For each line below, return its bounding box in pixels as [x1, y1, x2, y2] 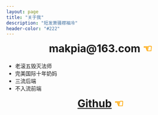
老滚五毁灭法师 [14, 62, 52, 69]
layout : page [6, 8, 39, 15]
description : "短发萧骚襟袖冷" [6, 20, 78, 26]
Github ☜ [77, 97, 124, 110]
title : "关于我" [6, 14, 44, 20]
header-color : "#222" [6, 25, 60, 32]
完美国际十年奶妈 [14, 70, 57, 77]
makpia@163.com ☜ [48, 42, 153, 56]
